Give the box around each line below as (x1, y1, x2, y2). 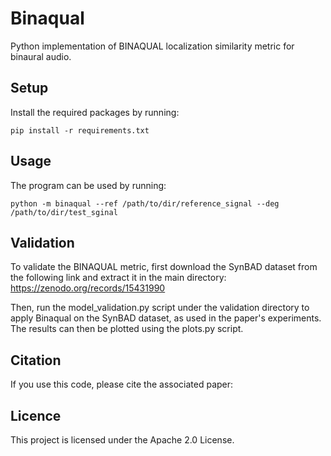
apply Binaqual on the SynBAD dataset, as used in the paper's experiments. (10, 312, 322, 324)
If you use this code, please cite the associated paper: (10, 378, 234, 391)
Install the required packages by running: (10, 106, 180, 118)
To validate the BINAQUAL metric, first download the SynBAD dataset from (10, 261, 318, 273)
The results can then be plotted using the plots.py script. (10, 323, 244, 335)
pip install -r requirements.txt (10, 125, 150, 136)
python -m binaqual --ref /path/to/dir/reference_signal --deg (10, 198, 280, 209)
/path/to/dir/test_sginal (10, 207, 118, 217)
